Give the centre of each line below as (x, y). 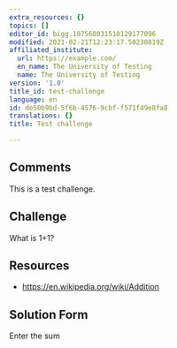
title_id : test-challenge (57, 91)
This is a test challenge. (52, 189)
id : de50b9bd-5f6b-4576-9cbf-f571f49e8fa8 (88, 108)
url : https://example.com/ (67, 58)
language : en (33, 99)
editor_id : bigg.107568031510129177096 (83, 34)
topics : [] (29, 26)
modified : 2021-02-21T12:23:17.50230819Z (87, 42)
